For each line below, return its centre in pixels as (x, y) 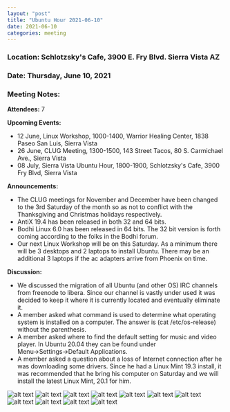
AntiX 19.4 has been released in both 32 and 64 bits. (92, 222)
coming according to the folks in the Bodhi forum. (88, 237)
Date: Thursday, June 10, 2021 (59, 75)
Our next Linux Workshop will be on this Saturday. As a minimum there (117, 244)
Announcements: (33, 186)
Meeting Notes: (34, 94)
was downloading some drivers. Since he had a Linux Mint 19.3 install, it (119, 366)
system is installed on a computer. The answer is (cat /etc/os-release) (116, 322)
